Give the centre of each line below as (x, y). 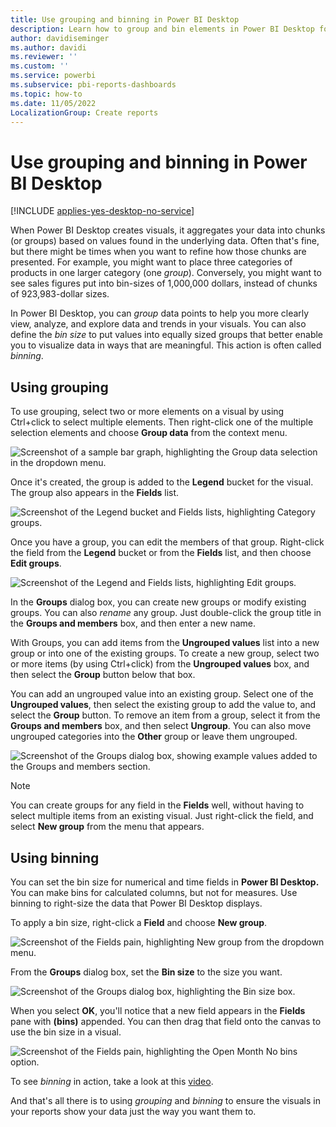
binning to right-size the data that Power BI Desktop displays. (136, 903)
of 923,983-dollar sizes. (60, 294)
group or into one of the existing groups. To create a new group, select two (165, 653)
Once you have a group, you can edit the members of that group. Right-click (167, 542)
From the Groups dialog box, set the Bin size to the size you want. (146, 972)
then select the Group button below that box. (103, 675)
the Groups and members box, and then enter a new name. (133, 623)
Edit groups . (36, 563)
